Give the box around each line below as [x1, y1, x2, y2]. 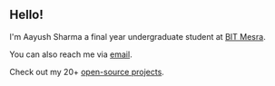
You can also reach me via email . [9, 49, 133, 60]
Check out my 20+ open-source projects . [9, 66, 165, 77]
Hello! [9, 7, 44, 23]
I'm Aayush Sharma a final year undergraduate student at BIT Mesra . [9, 31, 266, 42]
